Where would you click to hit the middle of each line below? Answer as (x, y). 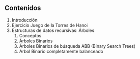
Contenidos (23, 8)
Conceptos (30, 35)
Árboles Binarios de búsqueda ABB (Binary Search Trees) (77, 46)
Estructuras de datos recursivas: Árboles (53, 30)
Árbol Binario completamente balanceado (61, 51)
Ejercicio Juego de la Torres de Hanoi (50, 25)
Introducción (25, 20)
